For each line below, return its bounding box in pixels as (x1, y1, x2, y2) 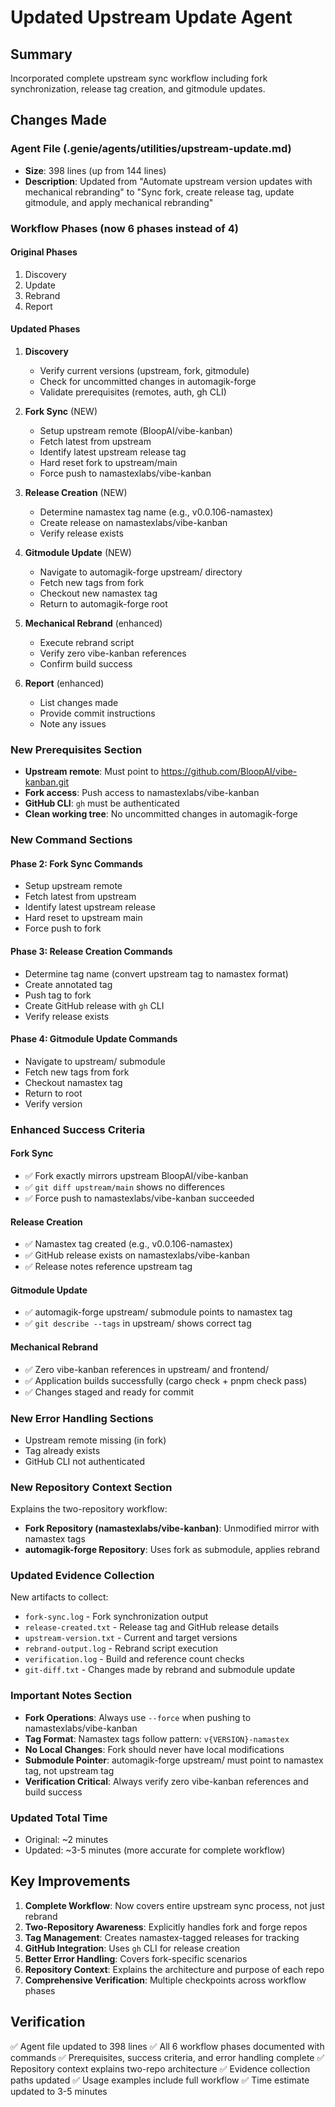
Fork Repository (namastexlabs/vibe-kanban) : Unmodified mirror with (24, 1522, 320, 1535)
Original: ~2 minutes (24, 1834, 109, 1846)
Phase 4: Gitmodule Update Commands (10, 1033, 178, 1045)
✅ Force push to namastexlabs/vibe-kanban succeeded (24, 1192, 255, 1204)
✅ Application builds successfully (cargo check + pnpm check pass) (24, 1374, 308, 1386)
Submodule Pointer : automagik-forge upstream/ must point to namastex (24, 1754, 324, 1766)
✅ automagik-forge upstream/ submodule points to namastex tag (24, 1306, 293, 1318)
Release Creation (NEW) (24, 487, 128, 499)
